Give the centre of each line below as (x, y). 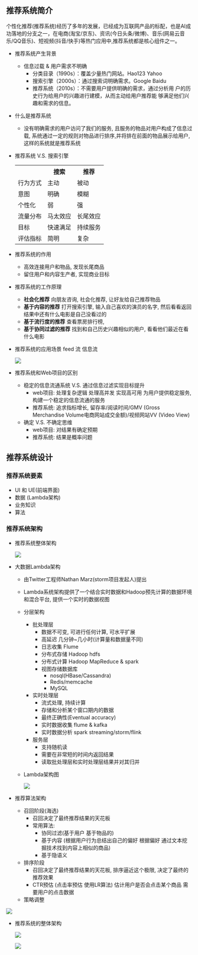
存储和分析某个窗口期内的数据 (77, 710)
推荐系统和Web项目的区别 (46, 373)
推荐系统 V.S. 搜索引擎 (42, 155)
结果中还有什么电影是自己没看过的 (65, 314)
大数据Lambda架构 (38, 566)
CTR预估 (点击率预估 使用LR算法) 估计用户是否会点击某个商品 (107, 885)
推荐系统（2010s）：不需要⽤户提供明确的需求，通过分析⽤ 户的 (109, 88)
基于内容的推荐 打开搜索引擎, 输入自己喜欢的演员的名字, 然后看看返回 (108, 306)
